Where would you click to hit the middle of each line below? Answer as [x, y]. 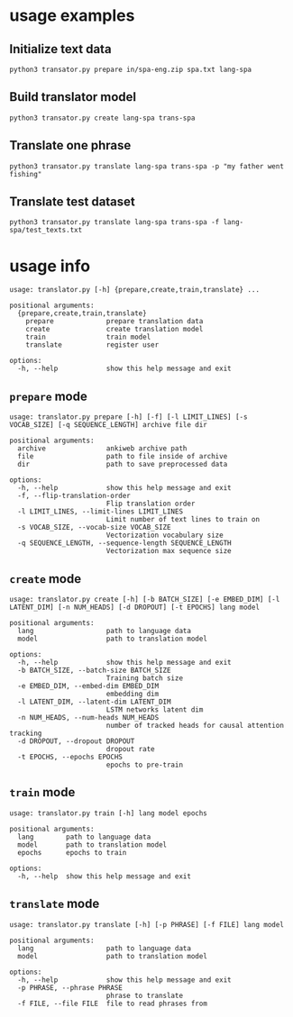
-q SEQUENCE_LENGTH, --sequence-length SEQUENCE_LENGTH [124, 543]
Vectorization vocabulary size [165, 536]
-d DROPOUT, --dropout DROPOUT [76, 741]
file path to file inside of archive [123, 457]
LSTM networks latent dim [155, 710]
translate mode [55, 904]
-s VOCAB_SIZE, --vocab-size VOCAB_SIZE [94, 528]
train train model [88, 337]
